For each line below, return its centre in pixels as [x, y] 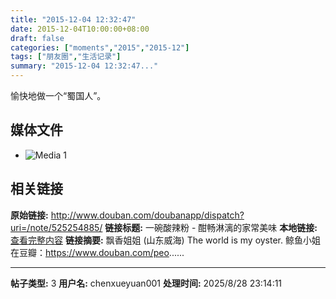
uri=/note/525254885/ [56, 227]
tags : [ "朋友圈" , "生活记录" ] [66, 57]
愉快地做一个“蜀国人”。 [58, 95]
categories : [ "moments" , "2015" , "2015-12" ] [100, 47]
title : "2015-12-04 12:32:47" [73, 19]
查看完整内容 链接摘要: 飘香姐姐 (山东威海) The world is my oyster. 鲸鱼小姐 [165, 240]
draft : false [37, 38]
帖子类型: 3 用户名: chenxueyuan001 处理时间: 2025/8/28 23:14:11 [146, 283]
